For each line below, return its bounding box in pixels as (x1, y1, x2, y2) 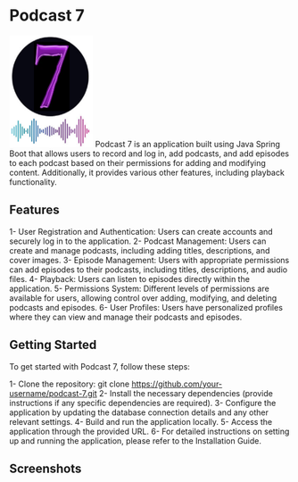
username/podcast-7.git (9, 387, 98, 398)
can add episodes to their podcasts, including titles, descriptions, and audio (9, 264, 288, 275)
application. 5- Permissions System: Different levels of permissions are (9, 283, 269, 294)
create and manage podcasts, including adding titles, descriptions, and (9, 245, 270, 255)
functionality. (9, 176, 58, 187)
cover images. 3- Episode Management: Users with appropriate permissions (9, 254, 290, 265)
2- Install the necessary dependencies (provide (98, 387, 274, 398)
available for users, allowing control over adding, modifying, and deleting (9, 292, 277, 303)
